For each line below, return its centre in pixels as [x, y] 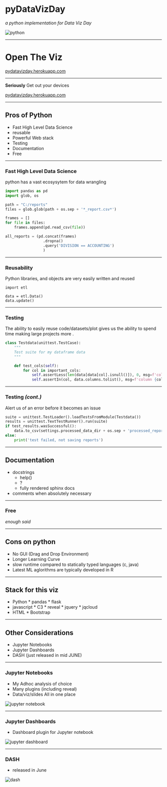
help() [26, 477]
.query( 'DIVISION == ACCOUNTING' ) [79, 245]
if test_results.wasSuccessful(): [41, 426]
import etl [16, 287]
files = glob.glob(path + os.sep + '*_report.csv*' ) [61, 209]
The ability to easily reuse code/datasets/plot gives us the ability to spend [81, 328]
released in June [29, 770]
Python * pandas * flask [37, 602]
